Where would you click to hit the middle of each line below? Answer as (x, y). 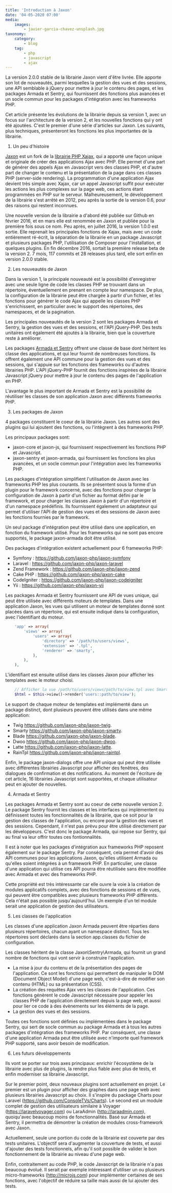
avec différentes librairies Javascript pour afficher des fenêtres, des (77, 768)
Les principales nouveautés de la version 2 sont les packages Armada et (82, 322)
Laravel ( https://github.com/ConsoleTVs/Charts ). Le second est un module (84, 1100)
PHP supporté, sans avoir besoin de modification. (58, 1043)
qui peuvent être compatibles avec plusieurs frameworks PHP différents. (82, 895)
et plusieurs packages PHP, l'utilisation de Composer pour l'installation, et (83, 243)
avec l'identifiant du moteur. (35, 617)
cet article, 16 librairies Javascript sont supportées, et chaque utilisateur (81, 779)
